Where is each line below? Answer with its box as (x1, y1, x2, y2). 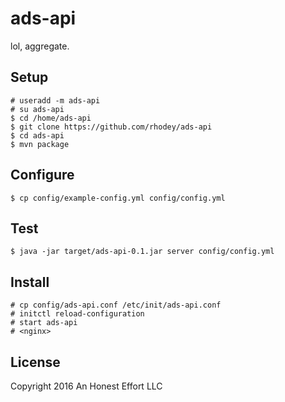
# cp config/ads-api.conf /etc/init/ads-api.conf (10, 300, 222, 311)
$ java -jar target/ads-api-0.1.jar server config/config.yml (10, 247, 275, 257)
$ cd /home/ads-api (10, 113, 92, 123)
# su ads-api (10, 104, 65, 114)
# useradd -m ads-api (10, 95, 101, 106)
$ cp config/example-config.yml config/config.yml (10, 193, 226, 203)
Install (10, 273, 50, 291)
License (10, 353, 61, 371)
